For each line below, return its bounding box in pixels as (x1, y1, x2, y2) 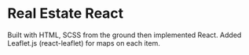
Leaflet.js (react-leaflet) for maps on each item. (7, 38, 160, 47)
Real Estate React (7, 5, 124, 22)
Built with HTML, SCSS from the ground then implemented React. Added (7, 30, 242, 40)
